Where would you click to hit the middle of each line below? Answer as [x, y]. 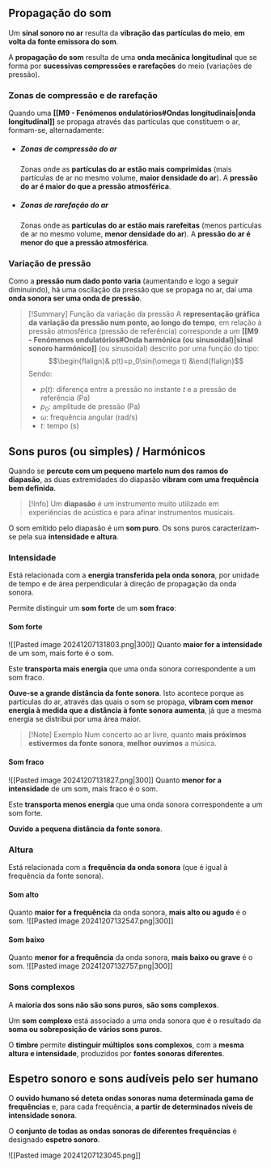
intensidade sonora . [43, 1115]
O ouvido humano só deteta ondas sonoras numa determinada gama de [131, 1098]
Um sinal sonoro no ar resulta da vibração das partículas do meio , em [127, 32]
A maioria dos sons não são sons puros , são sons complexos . [114, 1004]
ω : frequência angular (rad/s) [89, 417]
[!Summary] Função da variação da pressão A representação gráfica [144, 314]
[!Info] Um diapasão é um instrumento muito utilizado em [124, 503]
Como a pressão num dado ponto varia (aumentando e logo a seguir [123, 281]
